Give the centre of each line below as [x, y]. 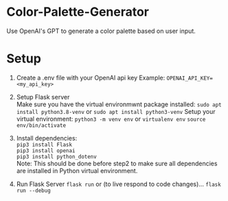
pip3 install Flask [44, 145]
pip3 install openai [46, 151]
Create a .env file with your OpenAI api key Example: [91, 78]
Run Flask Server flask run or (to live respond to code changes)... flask [118, 184]
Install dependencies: [47, 138]
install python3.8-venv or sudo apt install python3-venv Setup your [116, 111]
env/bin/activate [41, 125]
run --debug [33, 190]
